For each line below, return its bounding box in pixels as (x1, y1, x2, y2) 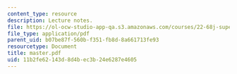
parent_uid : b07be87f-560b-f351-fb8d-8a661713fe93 (7, 37, 159, 44)
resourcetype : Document (7, 43, 78, 50)
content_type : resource (7, 10, 78, 18)
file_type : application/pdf (7, 30, 90, 37)
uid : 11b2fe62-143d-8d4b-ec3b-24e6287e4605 (7, 56, 138, 63)
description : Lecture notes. (7, 17, 93, 24)
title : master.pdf (7, 50, 61, 57)
